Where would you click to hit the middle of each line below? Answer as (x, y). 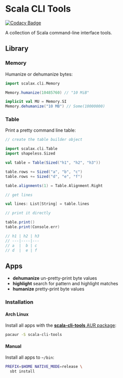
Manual (13, 346)
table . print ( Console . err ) (32, 227)
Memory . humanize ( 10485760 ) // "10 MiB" (47, 92)
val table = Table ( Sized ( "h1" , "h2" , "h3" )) (53, 163)
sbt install (23, 371)
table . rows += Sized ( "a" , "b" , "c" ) (44, 172)
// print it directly (28, 213)
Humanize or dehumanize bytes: (39, 74)
